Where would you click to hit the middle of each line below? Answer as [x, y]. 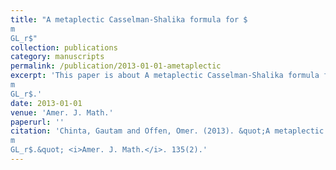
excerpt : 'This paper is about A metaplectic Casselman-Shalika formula [165, 76]
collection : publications [64, 47]
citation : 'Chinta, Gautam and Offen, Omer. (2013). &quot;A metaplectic [167, 131]
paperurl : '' [37, 122]
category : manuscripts [57, 57]
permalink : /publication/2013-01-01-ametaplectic [116, 66]
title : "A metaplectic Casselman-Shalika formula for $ [129, 19]
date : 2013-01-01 [46, 103]
